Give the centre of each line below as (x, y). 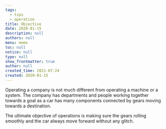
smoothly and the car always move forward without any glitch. (70, 121)
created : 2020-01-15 (27, 76)
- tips (17, 15)
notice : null (19, 52)
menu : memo (17, 43)
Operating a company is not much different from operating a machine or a (82, 90)
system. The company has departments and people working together (77, 95)
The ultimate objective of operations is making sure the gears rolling (76, 115)
